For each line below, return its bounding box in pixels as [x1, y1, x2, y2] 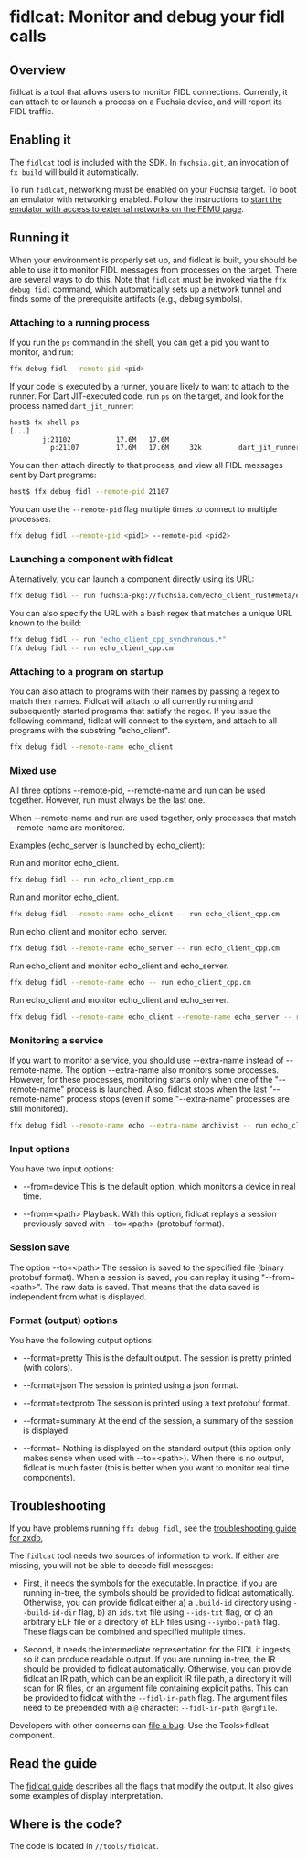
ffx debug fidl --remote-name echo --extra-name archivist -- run [9, 1121, 268, 1130]
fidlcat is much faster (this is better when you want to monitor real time [22, 1461, 290, 1473]
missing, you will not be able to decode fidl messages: [9, 1559, 214, 1570]
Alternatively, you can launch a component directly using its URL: [9, 573, 255, 584]
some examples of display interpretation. [9, 1790, 164, 1801]
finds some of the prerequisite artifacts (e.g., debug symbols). [9, 293, 244, 304]
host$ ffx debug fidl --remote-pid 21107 [9, 487, 170, 497]
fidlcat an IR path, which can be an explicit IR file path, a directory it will [22, 1673, 291, 1684]
